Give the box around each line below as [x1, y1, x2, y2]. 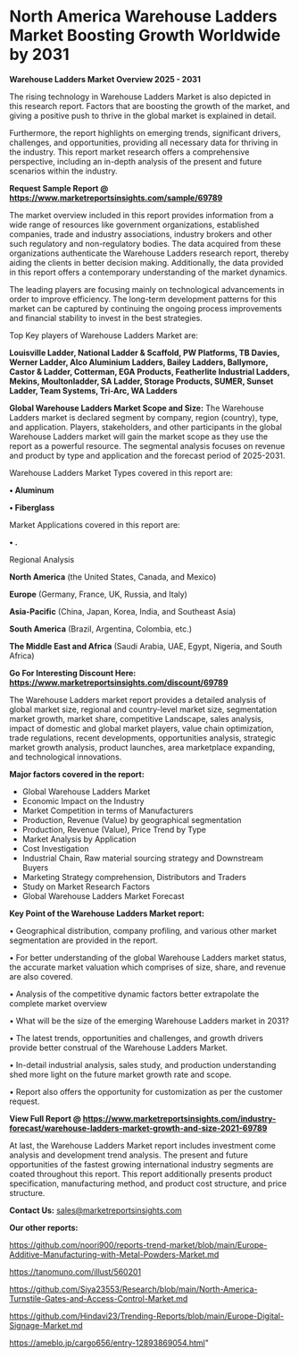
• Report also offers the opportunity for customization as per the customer [9, 1086, 283, 1097]
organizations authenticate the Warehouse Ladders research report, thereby [9, 248, 289, 259]
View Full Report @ [9, 1113, 82, 1124]
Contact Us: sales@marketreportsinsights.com [9, 1205, 183, 1216]
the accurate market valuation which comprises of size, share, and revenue [9, 962, 287, 972]
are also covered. [9, 971, 73, 981]
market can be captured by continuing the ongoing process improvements [9, 302, 283, 314]
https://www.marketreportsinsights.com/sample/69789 [9, 192, 223, 203]
